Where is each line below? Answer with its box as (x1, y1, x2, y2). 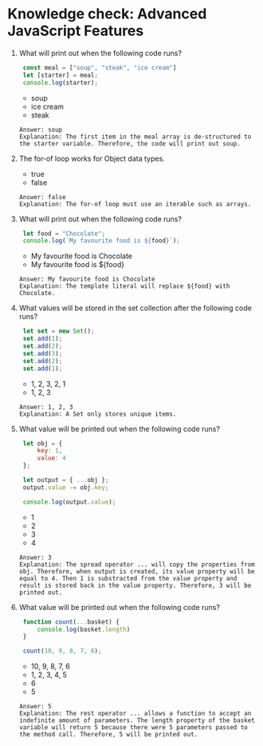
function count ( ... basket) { (22, 617, 120, 626)
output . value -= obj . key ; (22, 483, 109, 492)
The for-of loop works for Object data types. (18, 154, 165, 163)
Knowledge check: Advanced (7, 5, 207, 23)
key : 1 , (37, 447, 63, 455)
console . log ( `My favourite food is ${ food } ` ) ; (22, 237, 181, 245)
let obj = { (22, 439, 63, 448)
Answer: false (18, 193, 66, 201)
